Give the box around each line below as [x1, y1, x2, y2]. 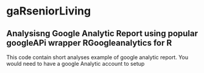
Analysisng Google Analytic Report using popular [6, 28, 199, 39]
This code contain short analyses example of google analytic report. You [6, 54, 189, 61]
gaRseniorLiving [6, 4, 91, 18]
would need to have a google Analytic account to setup [6, 60, 145, 67]
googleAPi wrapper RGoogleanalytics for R [6, 37, 172, 48]
